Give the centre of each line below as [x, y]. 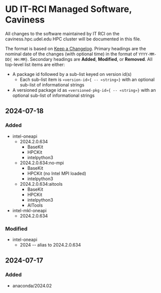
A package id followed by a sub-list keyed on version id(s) [72, 74]
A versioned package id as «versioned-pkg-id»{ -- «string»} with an [84, 90]
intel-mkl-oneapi [29, 210]
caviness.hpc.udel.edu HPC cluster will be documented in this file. [73, 39]
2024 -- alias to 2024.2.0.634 [50, 245]
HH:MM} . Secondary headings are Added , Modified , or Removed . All [83, 59]
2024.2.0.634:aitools [41, 184]
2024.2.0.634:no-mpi [42, 163]
